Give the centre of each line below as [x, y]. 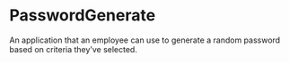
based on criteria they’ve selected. [73, 49]
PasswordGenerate [83, 16]
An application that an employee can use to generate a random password [145, 40]
